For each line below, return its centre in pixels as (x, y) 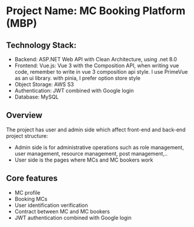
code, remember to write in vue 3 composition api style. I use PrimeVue (101, 72)
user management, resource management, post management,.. (91, 153)
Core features (32, 178)
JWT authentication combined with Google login (73, 218)
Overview (24, 115)
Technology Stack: (41, 45)
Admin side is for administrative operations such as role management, (99, 147)
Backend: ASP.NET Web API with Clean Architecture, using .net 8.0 (96, 59)
